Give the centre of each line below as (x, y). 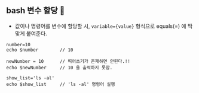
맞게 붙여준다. (31, 33)
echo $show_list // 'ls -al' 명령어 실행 (61, 84)
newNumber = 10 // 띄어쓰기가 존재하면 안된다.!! (68, 61)
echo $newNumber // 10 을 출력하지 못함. (59, 68)
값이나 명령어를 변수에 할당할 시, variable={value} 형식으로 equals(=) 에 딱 (104, 26)
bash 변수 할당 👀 (36, 11)
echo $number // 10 (40, 50)
